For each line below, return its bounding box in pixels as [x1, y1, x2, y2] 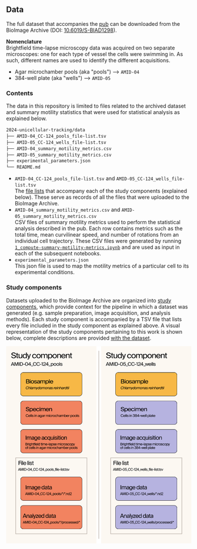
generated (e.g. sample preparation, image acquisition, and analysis [6, 309, 171, 317]
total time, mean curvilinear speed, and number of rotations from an [14, 231, 179, 238]
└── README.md [6, 164, 41, 170]
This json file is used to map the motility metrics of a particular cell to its [14, 262, 189, 269]
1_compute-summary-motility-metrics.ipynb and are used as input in [14, 244, 180, 251]
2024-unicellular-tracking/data [6, 127, 85, 133]
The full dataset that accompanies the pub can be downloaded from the [6, 20, 181, 27]
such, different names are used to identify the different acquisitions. [6, 56, 171, 64]
